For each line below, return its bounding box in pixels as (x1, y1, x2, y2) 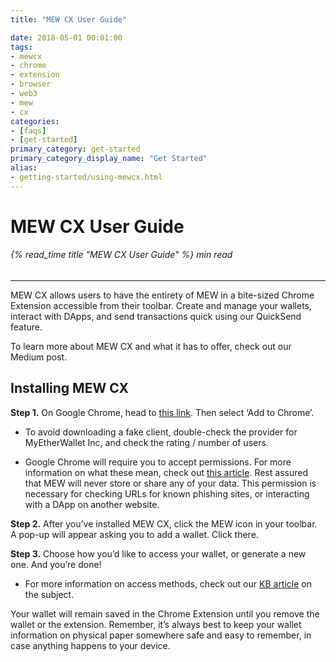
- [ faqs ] (10, 126, 47, 136)
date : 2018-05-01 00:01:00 (10, 32, 123, 43)
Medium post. (10, 351, 68, 363)
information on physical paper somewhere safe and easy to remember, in (10, 629, 312, 641)
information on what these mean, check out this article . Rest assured (24, 466, 308, 478)
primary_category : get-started (10, 144, 141, 155)
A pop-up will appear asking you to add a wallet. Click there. (10, 528, 259, 540)
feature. (10, 321, 43, 333)
